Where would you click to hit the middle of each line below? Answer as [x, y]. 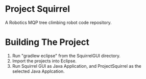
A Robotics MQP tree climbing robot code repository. [58, 22]
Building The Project [47, 42]
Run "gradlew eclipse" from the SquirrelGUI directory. [66, 56]
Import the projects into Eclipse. [44, 61]
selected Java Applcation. [38, 71]
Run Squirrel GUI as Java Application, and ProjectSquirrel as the [77, 66]
